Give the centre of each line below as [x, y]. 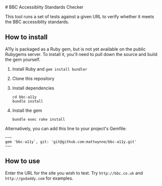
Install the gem [27, 110]
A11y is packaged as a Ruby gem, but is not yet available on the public [75, 49]
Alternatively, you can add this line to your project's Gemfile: [66, 128]
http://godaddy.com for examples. [39, 178]
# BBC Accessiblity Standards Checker [44, 7]
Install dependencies [33, 88]
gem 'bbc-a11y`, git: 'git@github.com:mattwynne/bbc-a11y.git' [71, 142]
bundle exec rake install [38, 119]
